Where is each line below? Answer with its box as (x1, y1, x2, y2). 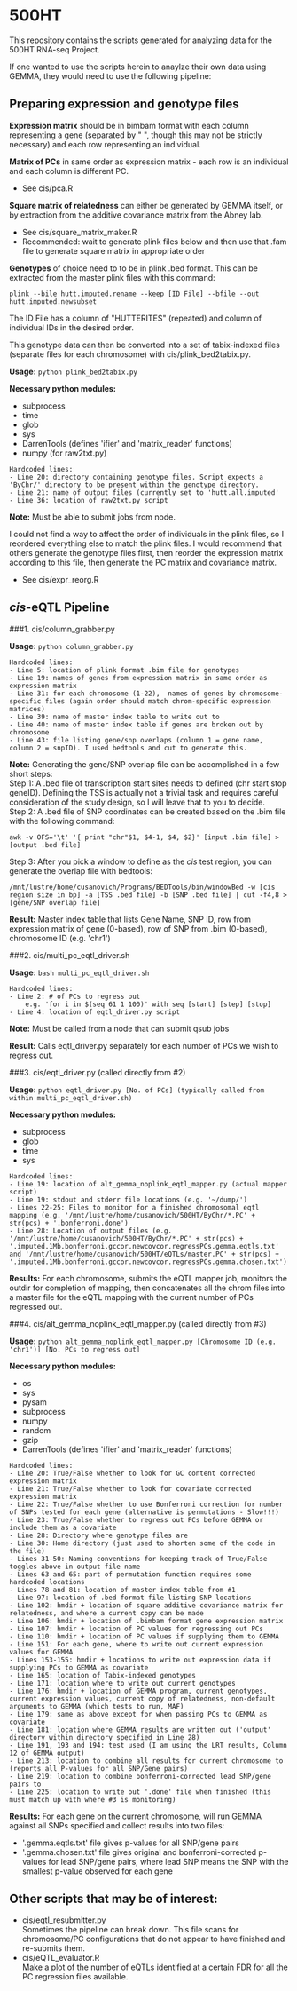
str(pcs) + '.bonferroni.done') (9, 1218, 129, 1227)
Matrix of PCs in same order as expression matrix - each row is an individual (9, 156, 289, 167)
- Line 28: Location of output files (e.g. (9, 1226, 173, 1235)
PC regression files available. (21, 1971, 129, 1982)
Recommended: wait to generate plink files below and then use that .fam (21, 236, 287, 247)
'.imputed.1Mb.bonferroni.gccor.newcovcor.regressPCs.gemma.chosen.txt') (9, 1257, 288, 1266)
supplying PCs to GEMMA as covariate (9, 1662, 149, 1672)
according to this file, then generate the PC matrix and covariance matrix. (9, 557, 277, 567)
